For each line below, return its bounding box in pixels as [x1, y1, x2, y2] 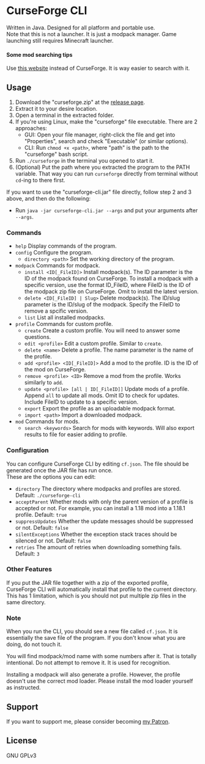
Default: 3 [15, 550, 40, 557]
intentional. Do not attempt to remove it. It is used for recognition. [6, 659, 171, 667]
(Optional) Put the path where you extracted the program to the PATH [15, 163, 190, 171]
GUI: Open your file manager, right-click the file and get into [24, 131, 176, 138]
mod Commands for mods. [15, 418, 80, 425]
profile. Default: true [15, 511, 67, 518]
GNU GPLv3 [6, 752, 37, 759]
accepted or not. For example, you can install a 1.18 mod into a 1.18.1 [15, 504, 185, 511]
